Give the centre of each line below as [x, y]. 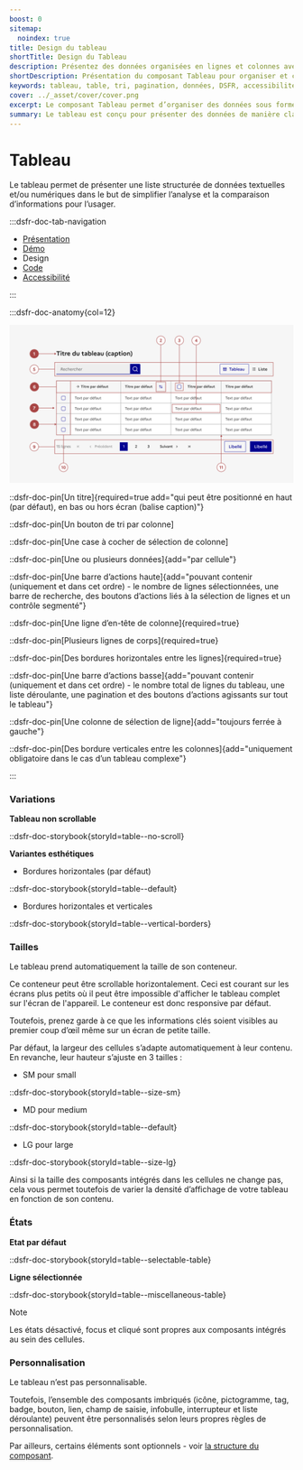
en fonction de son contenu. [62, 1199]
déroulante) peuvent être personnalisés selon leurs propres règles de [138, 1419]
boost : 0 [26, 19]
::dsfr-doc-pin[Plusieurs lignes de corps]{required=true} [114, 640]
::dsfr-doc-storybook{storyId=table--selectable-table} [110, 1260]
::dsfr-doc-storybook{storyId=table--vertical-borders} [110, 924]
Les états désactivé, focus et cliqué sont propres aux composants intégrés [148, 1329]
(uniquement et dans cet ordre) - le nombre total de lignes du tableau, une [147, 685]
